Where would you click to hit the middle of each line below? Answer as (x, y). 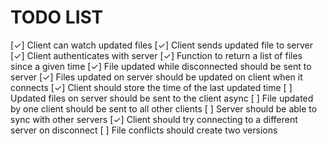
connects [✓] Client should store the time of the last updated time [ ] (151, 87)
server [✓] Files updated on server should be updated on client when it (156, 77)
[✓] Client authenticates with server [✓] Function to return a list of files (156, 55)
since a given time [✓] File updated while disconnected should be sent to (161, 66)
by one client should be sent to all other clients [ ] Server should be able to (164, 108)
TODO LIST (57, 17)
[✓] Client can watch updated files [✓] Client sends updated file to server (162, 45)
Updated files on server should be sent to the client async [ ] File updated (162, 98)
